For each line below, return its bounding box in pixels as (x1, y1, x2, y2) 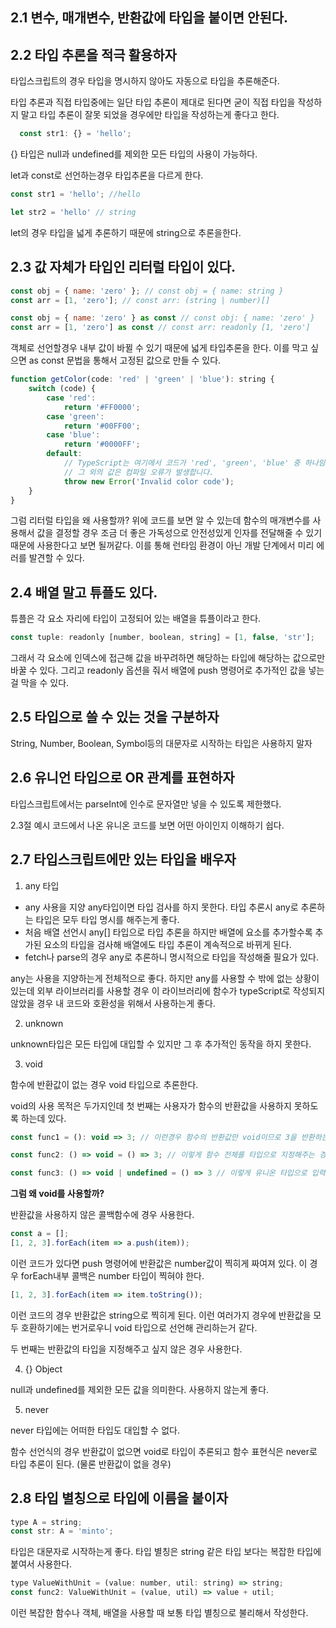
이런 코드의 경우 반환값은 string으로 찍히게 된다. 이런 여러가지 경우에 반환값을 (10, 1309, 312, 1321)
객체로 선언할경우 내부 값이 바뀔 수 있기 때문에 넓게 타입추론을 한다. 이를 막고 (10, 342, 309, 354)
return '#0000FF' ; (63, 439, 141, 450)
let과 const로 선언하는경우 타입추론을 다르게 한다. (10, 169, 204, 182)
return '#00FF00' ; (63, 421, 141, 431)
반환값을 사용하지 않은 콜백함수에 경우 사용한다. (10, 1209, 195, 1221)
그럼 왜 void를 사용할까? (10, 1188, 105, 1200)
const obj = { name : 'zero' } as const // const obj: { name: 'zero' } (10, 313, 315, 323)
